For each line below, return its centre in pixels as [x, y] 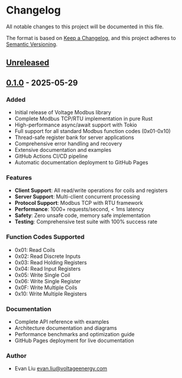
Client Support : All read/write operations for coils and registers [91, 190]
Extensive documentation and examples [63, 150]
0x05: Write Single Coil [42, 275]
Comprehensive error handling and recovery [68, 144]
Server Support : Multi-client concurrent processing [77, 197]
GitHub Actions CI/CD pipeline [51, 156]
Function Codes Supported [45, 237]
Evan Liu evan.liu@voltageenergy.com [61, 369]
